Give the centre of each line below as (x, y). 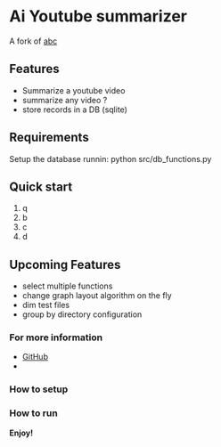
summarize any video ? (65, 100)
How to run (33, 413)
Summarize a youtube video (74, 90)
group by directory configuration (82, 314)
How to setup (39, 389)
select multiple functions (67, 286)
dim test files (45, 305)
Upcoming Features (65, 264)
